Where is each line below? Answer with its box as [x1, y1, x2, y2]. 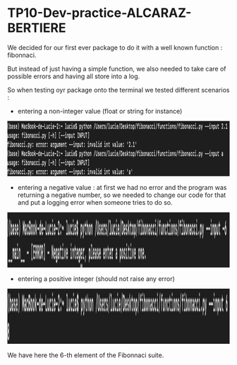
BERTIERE [7, 20, 66, 36]
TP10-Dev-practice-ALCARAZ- [7, 5, 192, 21]
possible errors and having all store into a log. [7, 72, 140, 80]
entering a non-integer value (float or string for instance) [17, 107, 183, 115]
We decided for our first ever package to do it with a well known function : [7, 43, 223, 52]
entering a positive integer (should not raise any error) [17, 274, 175, 283]
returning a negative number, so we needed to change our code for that [17, 191, 226, 199]
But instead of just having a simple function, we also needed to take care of [7, 64, 227, 73]
